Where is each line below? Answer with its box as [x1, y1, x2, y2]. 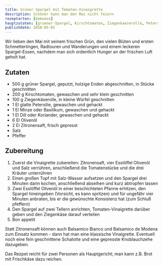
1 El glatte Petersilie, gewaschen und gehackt [12, 102, 103, 107]
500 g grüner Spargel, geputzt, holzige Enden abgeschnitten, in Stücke [12, 81, 154, 87]
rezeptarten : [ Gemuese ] [5, 16, 53, 21]
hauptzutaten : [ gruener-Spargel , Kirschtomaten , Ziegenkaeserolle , [5, 20, 145, 26]
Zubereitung [5, 147, 44, 155]
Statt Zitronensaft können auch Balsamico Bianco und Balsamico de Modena [5, 226, 158, 231]
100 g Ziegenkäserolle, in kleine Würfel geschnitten [12, 96, 115, 102]
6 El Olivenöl [12, 117, 37, 123]
